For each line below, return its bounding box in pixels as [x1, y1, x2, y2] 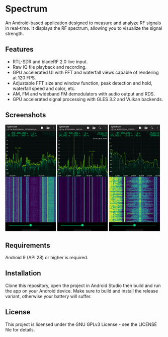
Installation [5, 269, 41, 278]
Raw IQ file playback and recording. [12, 64, 87, 70]
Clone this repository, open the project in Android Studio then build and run [5, 282, 161, 288]
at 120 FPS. [12, 74, 36, 81]
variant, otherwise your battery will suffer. [5, 293, 92, 299]
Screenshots [5, 111, 46, 119]
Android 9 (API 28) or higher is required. [5, 255, 89, 261]
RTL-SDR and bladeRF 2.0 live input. [12, 59, 88, 65]
